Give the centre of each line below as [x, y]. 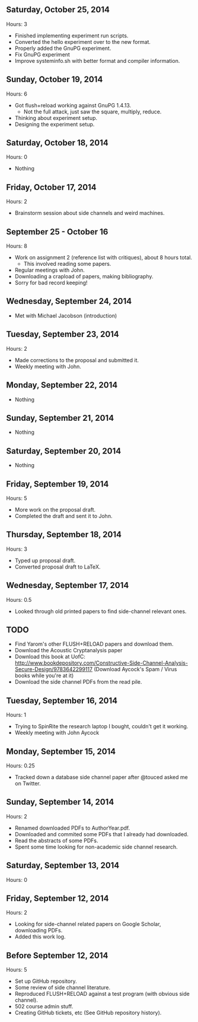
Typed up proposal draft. [45, 560]
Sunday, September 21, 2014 [60, 418]
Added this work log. [40, 937]
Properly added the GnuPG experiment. [63, 48]
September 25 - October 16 [57, 232]
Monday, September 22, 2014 [62, 385]
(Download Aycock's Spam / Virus [135, 669]
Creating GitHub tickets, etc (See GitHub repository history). [88, 1013]
